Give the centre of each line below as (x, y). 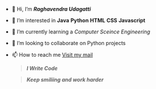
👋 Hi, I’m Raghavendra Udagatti (51, 9)
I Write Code (42, 68)
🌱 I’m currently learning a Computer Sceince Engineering (81, 32)
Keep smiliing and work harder (65, 80)
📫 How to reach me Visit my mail (52, 55)
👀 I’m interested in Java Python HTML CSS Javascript (79, 20)
